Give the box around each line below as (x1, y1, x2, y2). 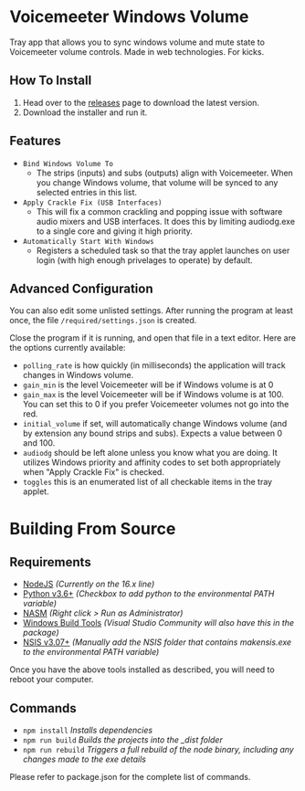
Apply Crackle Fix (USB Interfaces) (22, 198, 163, 207)
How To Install (9, 73, 92, 89)
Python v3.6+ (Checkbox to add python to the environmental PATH (22, 588, 275, 599)
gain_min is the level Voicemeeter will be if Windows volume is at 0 (22, 379, 274, 390)
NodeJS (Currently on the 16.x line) (22, 578, 155, 590)
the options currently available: (9, 343, 126, 353)
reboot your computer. (9, 674, 94, 685)
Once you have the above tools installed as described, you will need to (9, 664, 276, 675)
